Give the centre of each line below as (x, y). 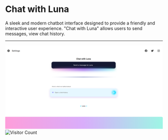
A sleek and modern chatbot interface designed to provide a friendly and (80, 23)
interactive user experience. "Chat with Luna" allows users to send (74, 28)
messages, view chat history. (35, 33)
